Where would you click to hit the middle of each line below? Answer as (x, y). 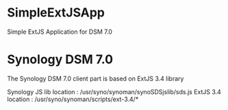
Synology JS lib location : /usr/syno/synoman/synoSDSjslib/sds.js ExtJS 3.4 (114, 91)
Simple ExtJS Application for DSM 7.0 (60, 32)
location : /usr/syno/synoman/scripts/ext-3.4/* (73, 99)
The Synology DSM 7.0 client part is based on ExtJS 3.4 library (96, 78)
